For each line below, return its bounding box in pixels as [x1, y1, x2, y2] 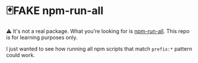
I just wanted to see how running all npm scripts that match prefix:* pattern [6, 45, 193, 52]
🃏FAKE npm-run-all [6, 4, 104, 18]
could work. [6, 51, 36, 58]
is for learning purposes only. [6, 34, 78, 41]
